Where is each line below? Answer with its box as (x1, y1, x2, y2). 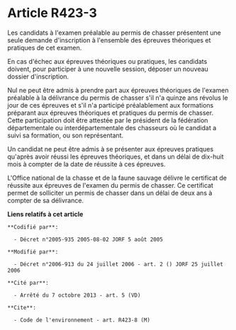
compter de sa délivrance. (7, 196, 84, 205)
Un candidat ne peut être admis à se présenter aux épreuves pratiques (7, 144, 214, 153)
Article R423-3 (7, 5, 98, 21)
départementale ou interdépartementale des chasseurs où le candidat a (7, 123, 217, 132)
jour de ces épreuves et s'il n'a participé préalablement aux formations (7, 101, 214, 109)
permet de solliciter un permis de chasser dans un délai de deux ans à (7, 188, 213, 197)
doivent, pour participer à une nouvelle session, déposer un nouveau (7, 64, 209, 73)
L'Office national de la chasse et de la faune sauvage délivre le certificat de (7, 173, 227, 182)
